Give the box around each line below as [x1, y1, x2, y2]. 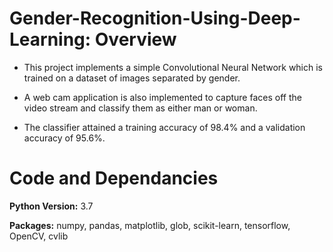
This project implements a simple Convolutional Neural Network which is [23, 61, 323, 73]
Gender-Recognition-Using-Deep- [9, 7, 301, 30]
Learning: [9, 28, 92, 51]
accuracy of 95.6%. [23, 132, 106, 144]
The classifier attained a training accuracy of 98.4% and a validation [23, 121, 306, 133]
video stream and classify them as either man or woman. [23, 102, 258, 114]
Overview [94, 28, 177, 51]
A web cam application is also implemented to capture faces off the [23, 91, 302, 103]
